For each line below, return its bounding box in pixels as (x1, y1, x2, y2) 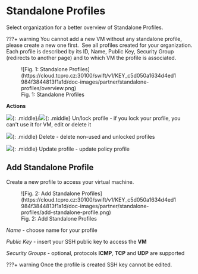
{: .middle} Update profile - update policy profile (12, 145, 130, 152)
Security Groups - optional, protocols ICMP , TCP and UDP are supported (6, 249, 185, 256)
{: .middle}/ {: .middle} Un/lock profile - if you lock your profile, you (12, 114, 181, 122)
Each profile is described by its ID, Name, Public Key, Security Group (6, 47, 174, 55)
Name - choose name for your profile (6, 227, 98, 234)
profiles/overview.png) (21, 84, 77, 91)
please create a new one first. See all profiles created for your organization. (6, 42, 193, 49)
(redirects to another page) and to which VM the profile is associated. (6, 54, 177, 61)
